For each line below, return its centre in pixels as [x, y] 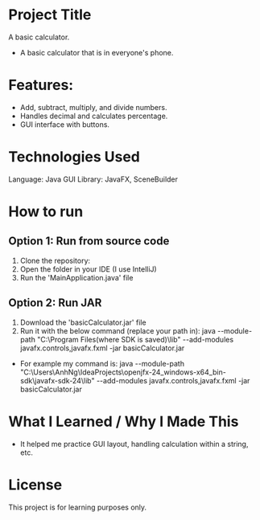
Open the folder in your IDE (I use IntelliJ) [88, 269]
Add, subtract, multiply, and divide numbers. [93, 107]
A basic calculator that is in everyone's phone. [97, 52]
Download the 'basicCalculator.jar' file [83, 322]
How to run [46, 211]
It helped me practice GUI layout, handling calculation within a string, [134, 444]
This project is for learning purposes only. [78, 507]
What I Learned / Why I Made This [124, 422]
